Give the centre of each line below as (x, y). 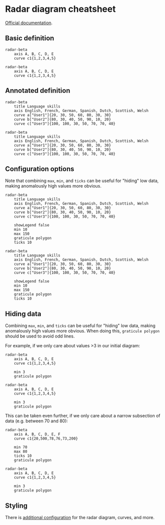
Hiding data (23, 314)
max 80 (21, 452)
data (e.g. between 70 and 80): (36, 421)
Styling (16, 506)
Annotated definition (38, 91)
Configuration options (40, 169)
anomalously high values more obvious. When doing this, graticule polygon (82, 331)
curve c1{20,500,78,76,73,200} (46, 439)
